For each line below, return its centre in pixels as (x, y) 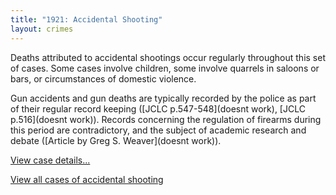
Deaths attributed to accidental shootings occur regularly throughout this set (168, 57)
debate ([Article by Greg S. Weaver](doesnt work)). (116, 140)
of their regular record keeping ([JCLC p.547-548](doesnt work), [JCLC (158, 108)
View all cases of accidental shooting (87, 179)
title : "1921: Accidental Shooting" (86, 19)
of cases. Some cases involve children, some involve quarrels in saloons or (165, 68)
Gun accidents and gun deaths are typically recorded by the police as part (163, 98)
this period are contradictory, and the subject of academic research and (158, 130)
